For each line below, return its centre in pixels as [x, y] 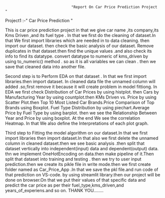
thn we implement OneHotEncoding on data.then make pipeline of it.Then [80, 154]
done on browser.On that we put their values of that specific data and [76, 180]
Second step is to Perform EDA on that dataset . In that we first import [76, 76]
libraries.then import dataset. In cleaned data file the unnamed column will [80, 82]
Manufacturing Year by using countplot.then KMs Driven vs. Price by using [81, 97]
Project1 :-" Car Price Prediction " [39, 20]
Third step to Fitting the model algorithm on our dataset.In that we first [76, 133]
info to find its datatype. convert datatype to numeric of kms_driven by [77, 56]
